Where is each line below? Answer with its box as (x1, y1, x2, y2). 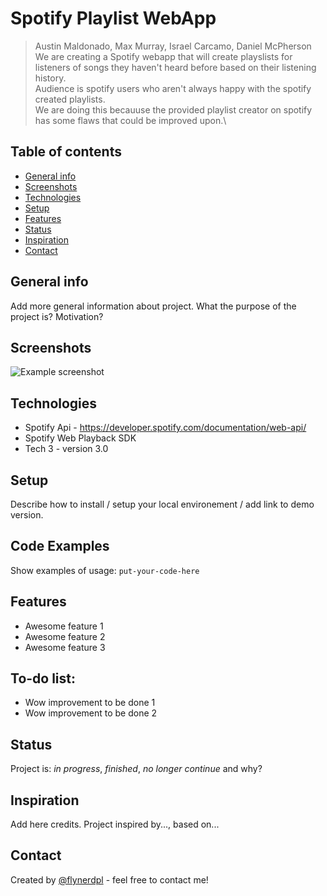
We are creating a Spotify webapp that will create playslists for (34, 50, 293, 62)
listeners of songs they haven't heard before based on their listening (34, 61, 317, 73)
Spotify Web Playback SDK (24, 432, 137, 444)
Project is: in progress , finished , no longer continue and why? (10, 763, 263, 775)
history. (34, 72, 67, 84)
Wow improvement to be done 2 (24, 707, 158, 719)
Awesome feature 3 (24, 641, 106, 653)
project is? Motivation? (10, 310, 104, 322)
